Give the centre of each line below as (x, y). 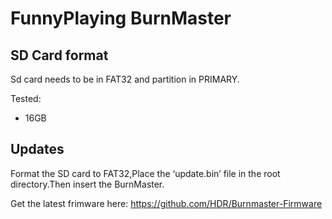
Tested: (26, 98)
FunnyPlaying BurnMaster (121, 18)
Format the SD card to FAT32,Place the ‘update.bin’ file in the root (145, 173)
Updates (37, 149)
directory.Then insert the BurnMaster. (87, 184)
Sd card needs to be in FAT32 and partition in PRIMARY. (125, 79)
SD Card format (59, 55)
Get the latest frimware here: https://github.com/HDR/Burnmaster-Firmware (166, 203)
